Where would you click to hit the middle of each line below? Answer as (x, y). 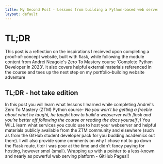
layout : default (21, 14)
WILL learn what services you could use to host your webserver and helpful (81, 125)
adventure (15, 77)
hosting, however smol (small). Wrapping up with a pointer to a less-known (80, 151)
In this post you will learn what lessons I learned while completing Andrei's (80, 105)
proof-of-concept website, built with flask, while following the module (75, 57)
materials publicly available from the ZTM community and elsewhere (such (80, 130)
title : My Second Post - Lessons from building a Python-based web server (82, 9)
